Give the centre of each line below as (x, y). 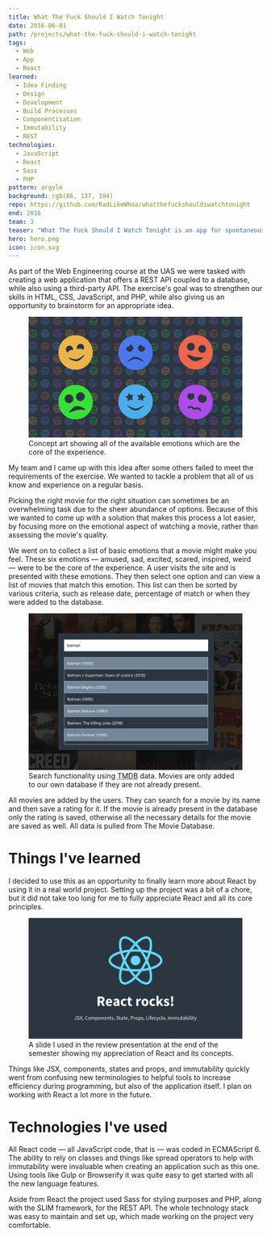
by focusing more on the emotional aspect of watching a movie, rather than (133, 526)
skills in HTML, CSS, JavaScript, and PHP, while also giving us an (117, 297)
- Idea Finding (41, 85)
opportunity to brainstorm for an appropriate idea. (91, 306)
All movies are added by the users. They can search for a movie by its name (134, 800)
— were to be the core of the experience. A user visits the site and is (122, 567)
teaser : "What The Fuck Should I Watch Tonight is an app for (115, 230)
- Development (39, 102)
